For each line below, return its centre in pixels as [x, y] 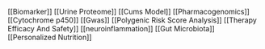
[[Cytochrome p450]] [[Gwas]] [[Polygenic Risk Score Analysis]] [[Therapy [132, 20]
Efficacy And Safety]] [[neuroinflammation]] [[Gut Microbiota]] [111, 29]
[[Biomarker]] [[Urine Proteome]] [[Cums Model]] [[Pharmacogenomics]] [128, 12]
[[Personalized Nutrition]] [50, 37]
